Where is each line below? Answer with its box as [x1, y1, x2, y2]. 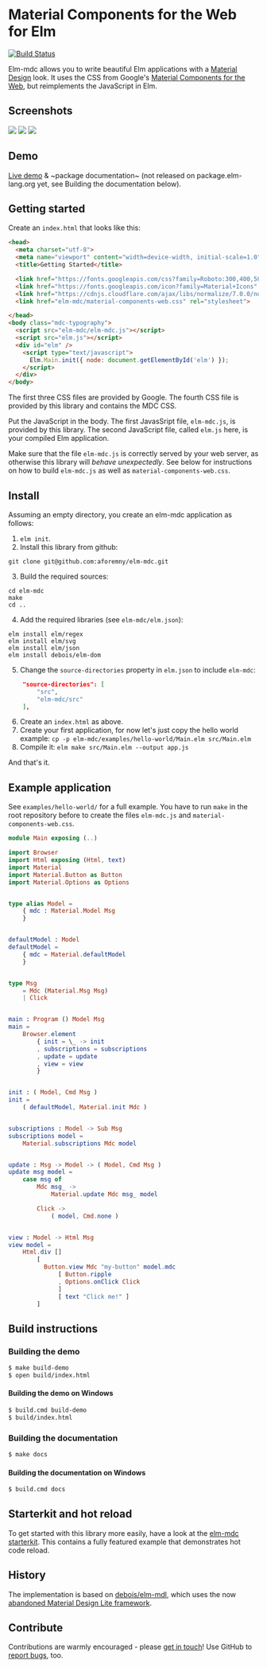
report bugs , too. [8, 1650, 64, 1660]
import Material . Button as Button [8, 871, 123, 879]
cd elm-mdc [8, 587, 44, 594]
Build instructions [8, 1322, 98, 1335]
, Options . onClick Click [58, 1277, 141, 1286]
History [8, 1569, 46, 1582]
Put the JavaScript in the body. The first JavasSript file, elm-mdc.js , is [8, 416, 236, 427]
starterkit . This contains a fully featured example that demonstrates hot [8, 1537, 241, 1546]
